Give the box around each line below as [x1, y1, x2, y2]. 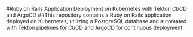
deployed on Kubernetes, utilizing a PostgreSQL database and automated [6, 18, 187, 24]
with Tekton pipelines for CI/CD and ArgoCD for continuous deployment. [6, 24, 184, 31]
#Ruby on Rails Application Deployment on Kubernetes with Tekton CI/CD [6, 5, 187, 12]
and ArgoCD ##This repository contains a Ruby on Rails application [6, 11, 172, 18]
